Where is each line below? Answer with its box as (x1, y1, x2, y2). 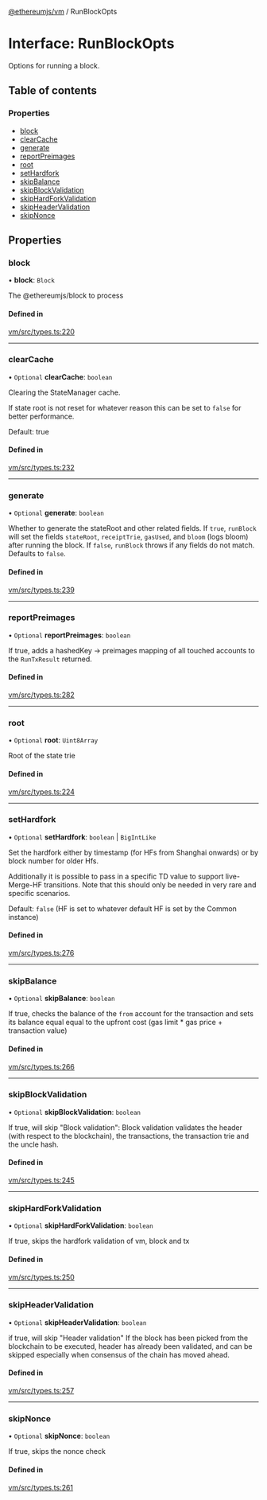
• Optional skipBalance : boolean (8, 994, 115, 1003)
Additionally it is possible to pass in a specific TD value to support (8, 871, 224, 881)
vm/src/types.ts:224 (8, 787, 75, 797)
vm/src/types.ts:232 (8, 463, 75, 473)
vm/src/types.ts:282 (8, 690, 75, 699)
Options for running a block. (8, 60, 100, 70)
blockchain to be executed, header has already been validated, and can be (8, 1341, 253, 1351)
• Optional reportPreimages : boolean (8, 630, 131, 640)
